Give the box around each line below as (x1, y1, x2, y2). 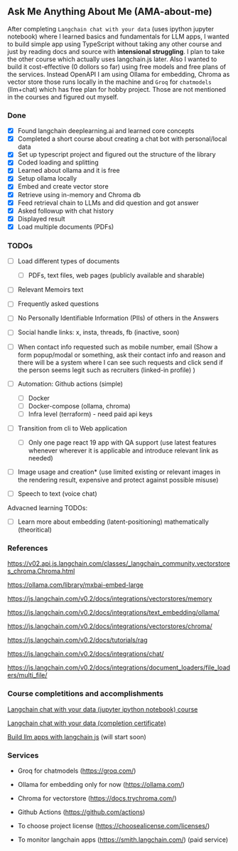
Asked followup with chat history (17, 206, 114, 215)
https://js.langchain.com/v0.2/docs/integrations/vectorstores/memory (7, 594, 212, 603)
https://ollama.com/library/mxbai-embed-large (7, 581, 144, 589)
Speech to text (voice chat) (17, 490, 97, 498)
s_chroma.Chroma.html (7, 567, 75, 576)
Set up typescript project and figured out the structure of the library (17, 150, 216, 159)
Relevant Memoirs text (17, 285, 84, 294)
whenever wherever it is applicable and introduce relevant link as (28, 446, 219, 455)
